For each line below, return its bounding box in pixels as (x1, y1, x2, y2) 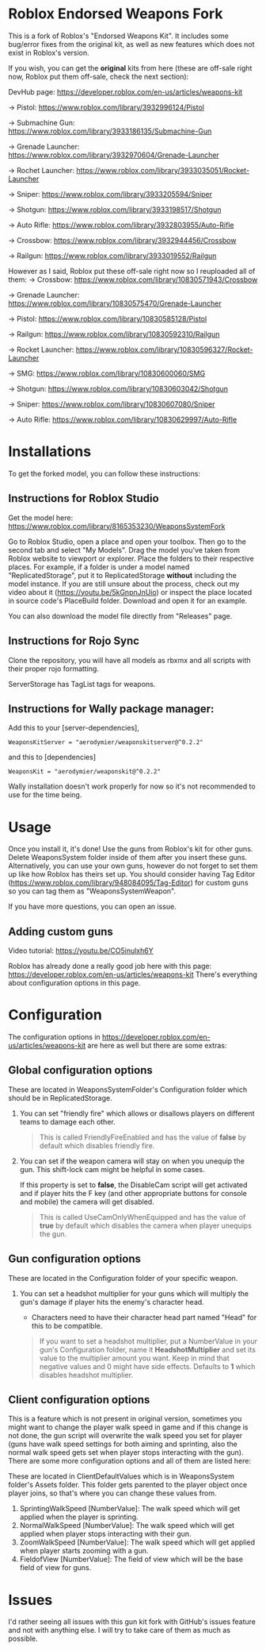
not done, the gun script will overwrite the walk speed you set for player (8, 1431, 243, 1441)
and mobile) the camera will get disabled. (19, 1197, 154, 1206)
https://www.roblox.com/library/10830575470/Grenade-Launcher (8, 299, 222, 308)
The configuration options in (8, 1032, 101, 1041)
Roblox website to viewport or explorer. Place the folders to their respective (8, 554, 255, 563)
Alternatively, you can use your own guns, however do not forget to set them (8, 861, 259, 870)
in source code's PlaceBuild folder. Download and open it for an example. (8, 596, 248, 605)
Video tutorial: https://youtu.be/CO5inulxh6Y (8, 946, 154, 955)
